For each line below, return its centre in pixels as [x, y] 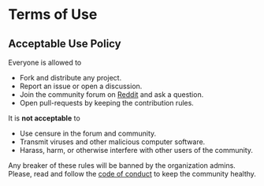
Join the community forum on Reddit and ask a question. [112, 95]
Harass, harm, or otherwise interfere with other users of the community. [136, 150]
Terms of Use [53, 15]
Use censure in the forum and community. [88, 133]
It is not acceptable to [44, 118]
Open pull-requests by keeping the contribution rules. [107, 103]
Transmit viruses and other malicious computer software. [112, 142]
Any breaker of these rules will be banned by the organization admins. [122, 166]
